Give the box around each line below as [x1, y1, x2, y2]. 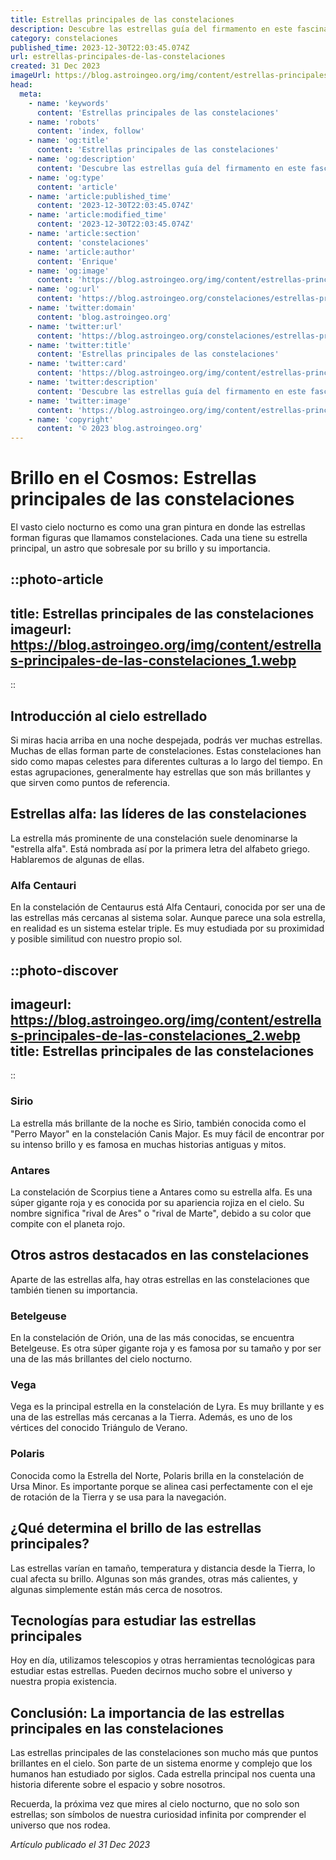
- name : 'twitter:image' [28, 396, 132, 406]
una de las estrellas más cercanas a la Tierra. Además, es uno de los [10, 1411, 293, 1423]
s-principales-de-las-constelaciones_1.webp [10, 652, 297, 669]
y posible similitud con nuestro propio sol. [10, 933, 183, 945]
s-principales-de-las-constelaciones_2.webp [10, 1027, 301, 1044]
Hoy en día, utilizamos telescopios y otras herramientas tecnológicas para [10, 1654, 316, 1666]
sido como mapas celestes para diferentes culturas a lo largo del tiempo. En [10, 756, 323, 768]
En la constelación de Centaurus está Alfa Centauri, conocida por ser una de [10, 901, 326, 913]
